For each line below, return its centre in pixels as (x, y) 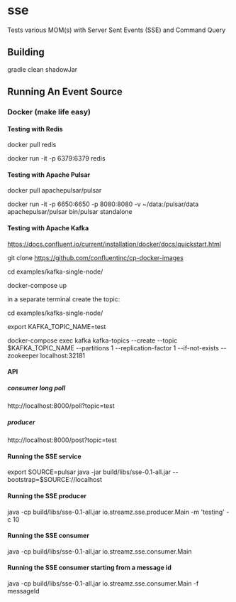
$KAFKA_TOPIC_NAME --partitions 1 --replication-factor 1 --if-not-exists (113, 348)
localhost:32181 (63, 355)
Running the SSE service (44, 456)
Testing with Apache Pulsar (49, 174)
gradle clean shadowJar (43, 69)
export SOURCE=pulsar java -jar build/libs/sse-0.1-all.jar (89, 472)
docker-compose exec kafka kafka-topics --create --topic (92, 340)
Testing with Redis (35, 129)
